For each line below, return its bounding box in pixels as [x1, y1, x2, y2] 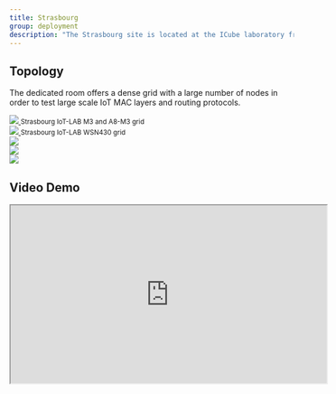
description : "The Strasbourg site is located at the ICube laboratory [9, 30, 285, 39]
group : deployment [9, 22, 79, 31]
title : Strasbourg [9, 13, 79, 23]
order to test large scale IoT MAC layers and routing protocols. [9, 97, 241, 108]
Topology [9, 63, 64, 79]
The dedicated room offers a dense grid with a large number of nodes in [9, 88, 278, 98]
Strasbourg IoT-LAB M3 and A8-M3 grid [20, 117, 145, 127]
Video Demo [9, 180, 80, 195]
